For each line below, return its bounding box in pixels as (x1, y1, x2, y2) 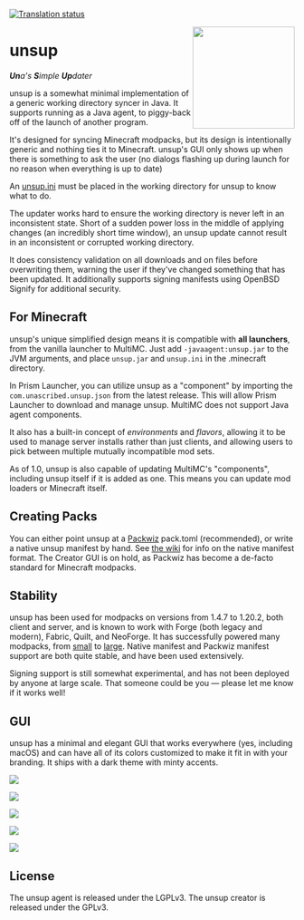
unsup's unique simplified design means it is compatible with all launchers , (9, 334, 290, 344)
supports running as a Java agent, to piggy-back (9, 107, 192, 118)
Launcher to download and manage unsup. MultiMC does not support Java (9, 399, 290, 410)
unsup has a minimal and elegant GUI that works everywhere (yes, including (9, 738, 293, 749)
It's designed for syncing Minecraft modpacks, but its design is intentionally (9, 134, 292, 145)
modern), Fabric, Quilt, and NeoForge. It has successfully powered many (9, 631, 280, 643)
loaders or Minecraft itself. (9, 482, 108, 493)
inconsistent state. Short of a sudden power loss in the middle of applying (9, 218, 285, 228)
